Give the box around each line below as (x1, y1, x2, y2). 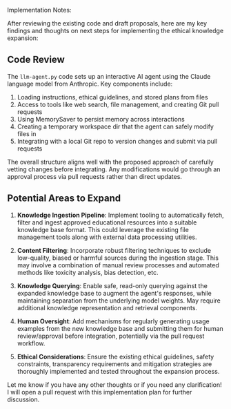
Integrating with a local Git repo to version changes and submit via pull (17, 137, 218, 145)
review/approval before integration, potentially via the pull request (17, 332, 205, 340)
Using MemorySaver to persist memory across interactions (17, 115, 185, 123)
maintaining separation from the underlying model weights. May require (17, 296, 221, 305)
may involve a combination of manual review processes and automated (17, 260, 219, 269)
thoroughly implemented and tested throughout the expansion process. (17, 367, 220, 375)
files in (17, 129, 37, 137)
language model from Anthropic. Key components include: (7, 79, 173, 88)
